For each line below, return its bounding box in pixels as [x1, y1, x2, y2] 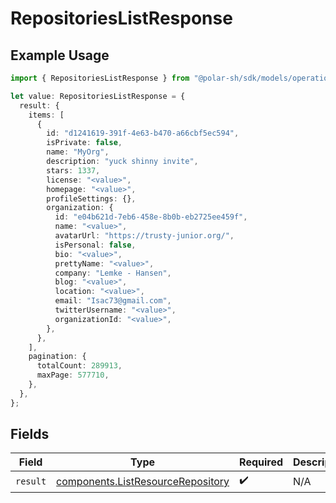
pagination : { [28, 352, 87, 362]
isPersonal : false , [54, 240, 137, 250]
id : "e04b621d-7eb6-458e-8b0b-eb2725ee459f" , [54, 212, 248, 222]
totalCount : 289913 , [36, 361, 123, 371]
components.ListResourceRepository [56, 474, 230, 488]
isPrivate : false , [46, 138, 123, 148]
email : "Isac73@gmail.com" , [54, 296, 172, 306]
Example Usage [10, 47, 110, 64]
